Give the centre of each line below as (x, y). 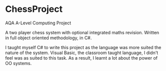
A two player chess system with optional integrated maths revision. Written (82, 32)
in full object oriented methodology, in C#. (48, 38)
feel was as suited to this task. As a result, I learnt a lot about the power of (81, 58)
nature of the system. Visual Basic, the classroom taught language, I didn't (82, 53)
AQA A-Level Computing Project (38, 23)
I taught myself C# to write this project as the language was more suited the (83, 47)
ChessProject (34, 9)
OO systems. (18, 63)
